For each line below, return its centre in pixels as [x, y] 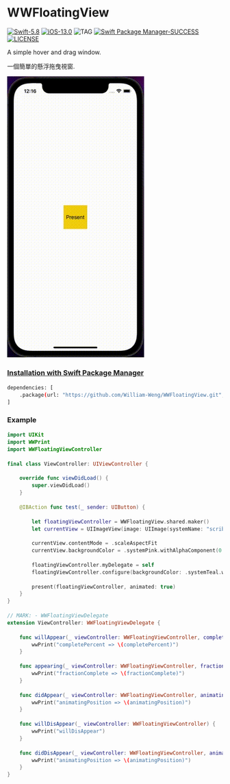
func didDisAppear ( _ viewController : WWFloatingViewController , [113, 753]
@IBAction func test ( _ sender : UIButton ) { [82, 507]
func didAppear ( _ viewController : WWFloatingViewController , [108, 695]
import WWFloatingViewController [55, 449]
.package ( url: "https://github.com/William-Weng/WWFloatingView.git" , [122, 395]
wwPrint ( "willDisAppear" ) [69, 731]
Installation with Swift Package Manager [76, 373]
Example [22, 419]
